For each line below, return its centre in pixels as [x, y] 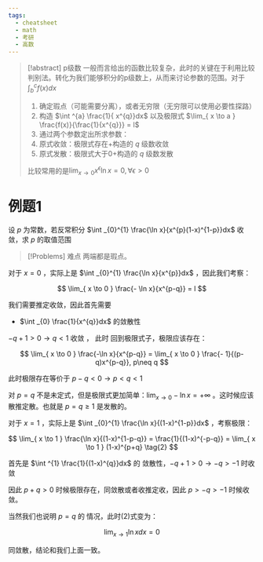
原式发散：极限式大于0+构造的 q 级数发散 [106, 153]
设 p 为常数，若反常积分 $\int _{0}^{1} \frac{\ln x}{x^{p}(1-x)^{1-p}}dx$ [122, 229]
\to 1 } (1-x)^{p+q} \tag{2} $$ [132, 447]
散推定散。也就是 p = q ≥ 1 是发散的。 [69, 406]
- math [26, 30]
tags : [17, 15]
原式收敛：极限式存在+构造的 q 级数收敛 [104, 144]
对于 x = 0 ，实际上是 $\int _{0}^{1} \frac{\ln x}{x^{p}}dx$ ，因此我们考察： [130, 272]
